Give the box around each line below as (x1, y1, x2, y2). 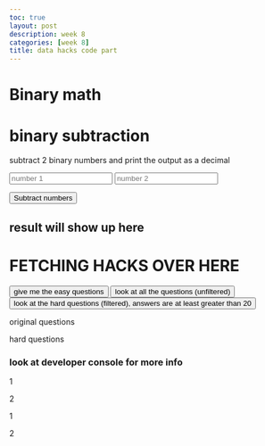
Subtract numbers (13, 194, 73, 203)
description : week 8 (9, 29, 87, 38)
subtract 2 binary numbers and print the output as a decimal (9, 155, 230, 166)
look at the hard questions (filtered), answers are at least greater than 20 (13, 298, 252, 308)
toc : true (9, 12, 46, 22)
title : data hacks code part (9, 46, 118, 55)
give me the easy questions (13, 286, 104, 296)
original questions (9, 316, 76, 326)
